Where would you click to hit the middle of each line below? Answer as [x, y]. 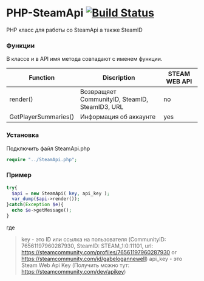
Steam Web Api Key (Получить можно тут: [75, 265]
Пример [19, 175]
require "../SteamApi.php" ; [42, 159]
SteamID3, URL [102, 107]
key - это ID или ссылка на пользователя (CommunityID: [93, 239]
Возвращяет [98, 92]
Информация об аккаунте [118, 117]
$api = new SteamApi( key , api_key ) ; [61, 193]
